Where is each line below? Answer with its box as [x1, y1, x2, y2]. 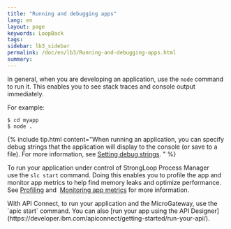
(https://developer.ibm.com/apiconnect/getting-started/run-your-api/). [7, 214, 211, 222]
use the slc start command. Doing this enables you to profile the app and [7, 170, 222, 179]
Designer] [191, 207, 220, 215]
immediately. [7, 89, 44, 98]
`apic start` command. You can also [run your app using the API [7, 207, 190, 215]
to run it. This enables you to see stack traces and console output [7, 82, 195, 91]
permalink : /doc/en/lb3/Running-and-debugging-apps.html [7, 50, 177, 57]
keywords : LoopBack [7, 29, 64, 37]
